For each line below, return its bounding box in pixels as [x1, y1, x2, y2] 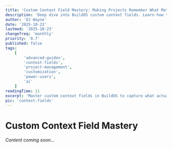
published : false [5, 41, 42, 46]
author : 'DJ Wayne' [5, 17, 47, 22]
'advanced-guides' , [24, 55, 66, 60]
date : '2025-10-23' [5, 22, 47, 27]
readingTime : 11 [5, 88, 40, 94]
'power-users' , [24, 74, 56, 79]
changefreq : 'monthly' [5, 31, 54, 36]
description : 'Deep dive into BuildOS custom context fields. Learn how [5, 12, 164, 17]
